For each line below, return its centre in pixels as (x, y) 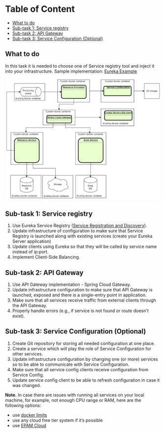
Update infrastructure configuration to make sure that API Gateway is (82, 290)
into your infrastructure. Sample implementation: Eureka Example (71, 71)
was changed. (27, 385)
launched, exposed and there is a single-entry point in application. (79, 295)
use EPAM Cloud (29, 425)
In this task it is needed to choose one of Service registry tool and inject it (80, 66)
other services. (28, 354)
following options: (23, 405)
